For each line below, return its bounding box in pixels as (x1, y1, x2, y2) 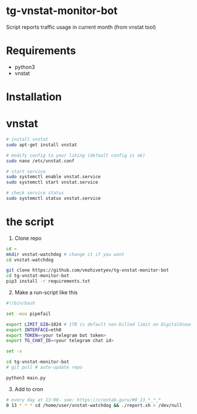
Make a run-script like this (14, 289, 78, 296)
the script (6, 215, 55, 229)
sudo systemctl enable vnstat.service (6, 174, 101, 180)
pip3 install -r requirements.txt (6, 279, 91, 284)
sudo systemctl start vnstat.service (6, 179, 98, 185)
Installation (6, 90, 62, 104)
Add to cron (14, 385, 44, 392)
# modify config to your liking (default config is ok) (6, 152, 145, 158)
